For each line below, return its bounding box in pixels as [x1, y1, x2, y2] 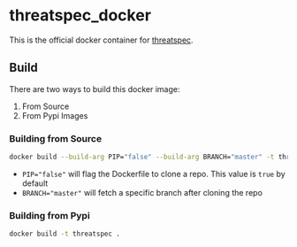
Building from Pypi [9, 209, 90, 221]
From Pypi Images [21, 110, 88, 120]
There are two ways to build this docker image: [9, 83, 180, 94]
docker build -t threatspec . [9, 229, 121, 239]
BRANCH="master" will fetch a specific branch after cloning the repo [21, 187, 263, 197]
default [21, 178, 49, 189]
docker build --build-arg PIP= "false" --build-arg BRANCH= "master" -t [9, 152, 275, 162]
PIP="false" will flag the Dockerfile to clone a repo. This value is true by [21, 168, 286, 179]
